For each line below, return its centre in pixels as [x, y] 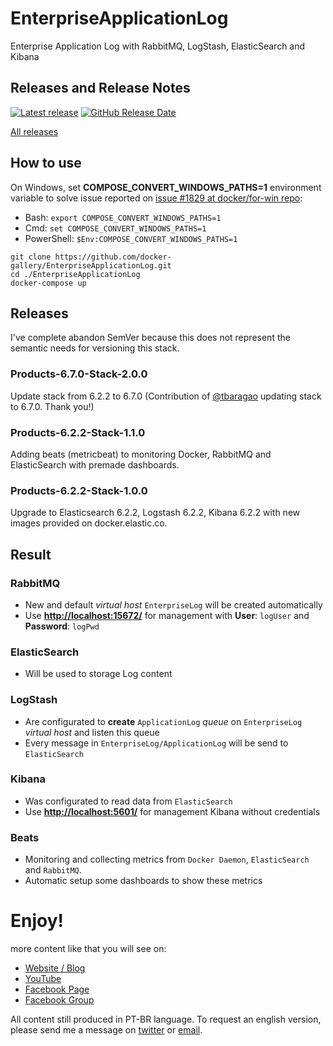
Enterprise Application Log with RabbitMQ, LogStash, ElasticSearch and [158, 46]
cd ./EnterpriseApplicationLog [75, 274]
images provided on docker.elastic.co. [89, 523]
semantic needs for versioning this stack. [95, 348]
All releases [34, 131]
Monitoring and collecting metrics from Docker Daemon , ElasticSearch [167, 859]
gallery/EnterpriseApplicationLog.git [91, 265]
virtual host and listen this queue [92, 732]
